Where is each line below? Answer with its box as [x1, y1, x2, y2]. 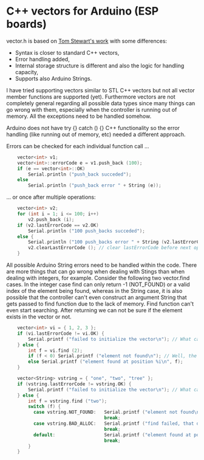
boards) [6, 17, 47, 31]
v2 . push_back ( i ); [28, 216, 75, 222]
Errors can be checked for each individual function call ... [6, 142, 150, 149]
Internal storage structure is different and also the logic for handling [15, 62, 185, 69]
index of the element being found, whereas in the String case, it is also [6, 287, 183, 295]
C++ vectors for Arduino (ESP [6, 4, 159, 18]
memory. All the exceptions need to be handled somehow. [6, 112, 152, 120]
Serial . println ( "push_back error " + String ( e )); [28, 182, 162, 189]
